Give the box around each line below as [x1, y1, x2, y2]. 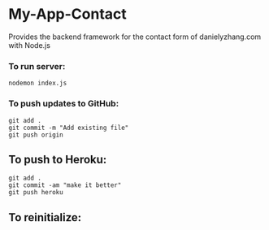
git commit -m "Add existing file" [8, 124, 129, 132]
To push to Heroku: [8, 152, 107, 167]
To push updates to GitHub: [8, 98, 119, 110]
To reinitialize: [8, 210, 82, 224]
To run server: [8, 60, 66, 72]
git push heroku [8, 189, 63, 197]
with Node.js [8, 40, 51, 50]
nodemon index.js [8, 79, 67, 88]
